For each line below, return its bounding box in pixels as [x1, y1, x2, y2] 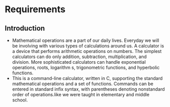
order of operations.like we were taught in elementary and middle [12, 92, 150, 97]
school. [12, 97, 28, 103]
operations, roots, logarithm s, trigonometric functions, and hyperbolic [12, 65, 160, 70]
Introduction [5, 24, 45, 33]
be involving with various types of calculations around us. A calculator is [12, 43, 164, 49]
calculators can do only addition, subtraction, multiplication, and [12, 53, 147, 60]
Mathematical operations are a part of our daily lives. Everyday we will [12, 37, 159, 43]
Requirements [5, 4, 66, 15]
